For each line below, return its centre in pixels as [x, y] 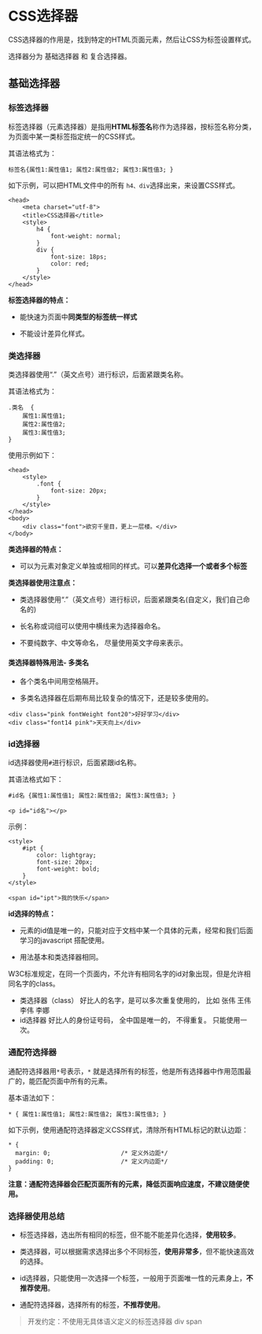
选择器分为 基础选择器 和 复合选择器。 [70, 56]
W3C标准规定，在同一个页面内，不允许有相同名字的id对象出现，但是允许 [126, 974]
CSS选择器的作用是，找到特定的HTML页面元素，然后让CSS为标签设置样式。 [132, 39]
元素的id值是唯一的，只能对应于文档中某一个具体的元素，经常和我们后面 [136, 931]
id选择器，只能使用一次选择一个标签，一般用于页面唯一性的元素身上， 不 [136, 1278]
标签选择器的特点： [39, 299]
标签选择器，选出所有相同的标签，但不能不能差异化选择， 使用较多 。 [130, 1235]
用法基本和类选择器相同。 [61, 957]
